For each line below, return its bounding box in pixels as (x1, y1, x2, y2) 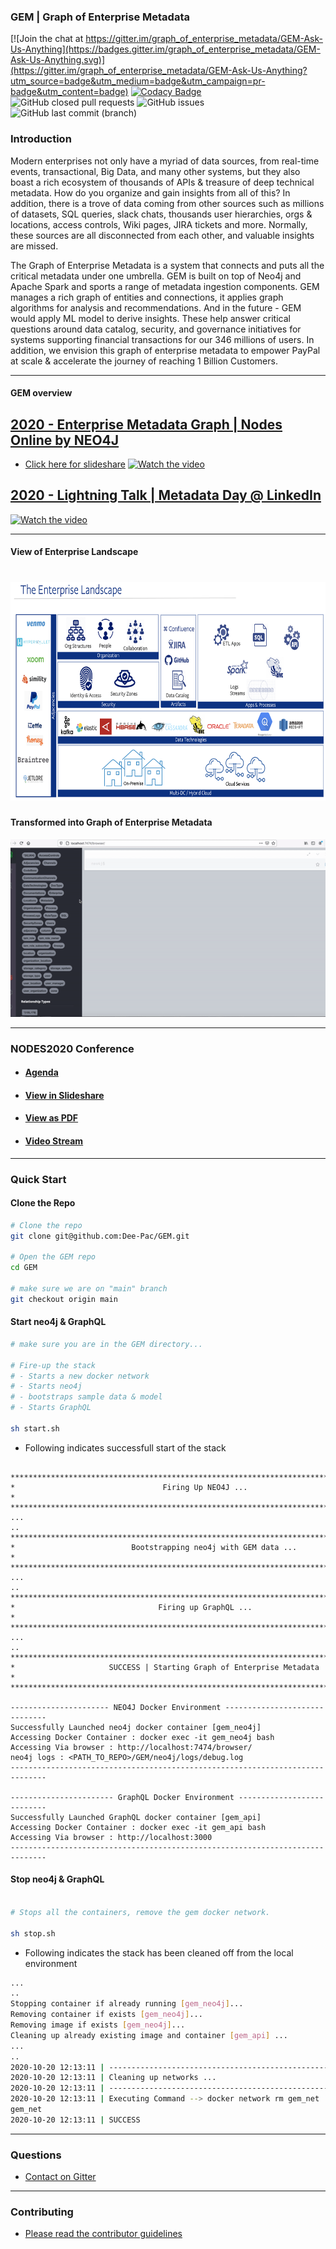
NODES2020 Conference (10, 1041, 135, 1055)
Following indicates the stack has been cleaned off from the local (24, 1946, 294, 1959)
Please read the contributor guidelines (24, 2228, 183, 2240)
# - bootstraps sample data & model (10, 1392, 163, 1402)
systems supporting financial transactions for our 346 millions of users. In (10, 333, 315, 345)
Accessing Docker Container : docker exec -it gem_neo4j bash (10, 1732, 275, 1742)
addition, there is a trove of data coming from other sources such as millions (10, 197, 325, 209)
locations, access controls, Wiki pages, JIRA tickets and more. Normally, (10, 218, 308, 230)
